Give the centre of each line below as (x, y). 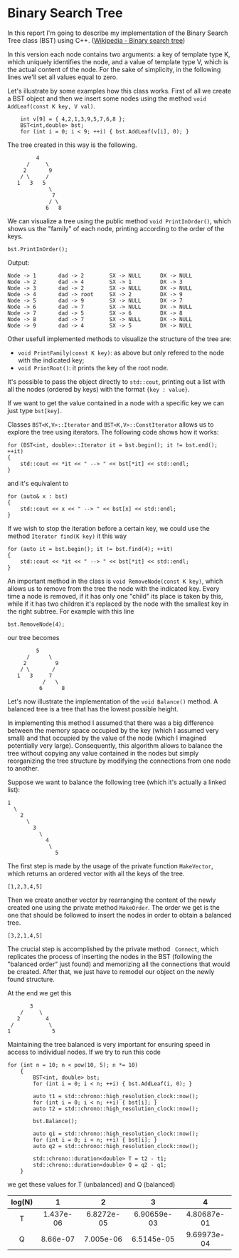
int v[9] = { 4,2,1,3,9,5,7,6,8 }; (73, 119)
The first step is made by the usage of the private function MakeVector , (110, 866)
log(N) (22, 1202)
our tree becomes (33, 637)
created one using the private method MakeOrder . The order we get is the (114, 907)
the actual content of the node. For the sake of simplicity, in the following (114, 69)
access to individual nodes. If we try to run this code (84, 1052)
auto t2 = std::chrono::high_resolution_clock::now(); (116, 1109)
